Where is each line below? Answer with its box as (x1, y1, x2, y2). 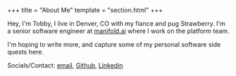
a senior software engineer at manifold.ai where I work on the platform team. (7, 27, 230, 35)
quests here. (7, 48, 44, 56)
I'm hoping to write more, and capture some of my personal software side (7, 40, 221, 48)
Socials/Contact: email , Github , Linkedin (7, 61, 123, 69)
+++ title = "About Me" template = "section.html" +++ (7, 6, 163, 14)
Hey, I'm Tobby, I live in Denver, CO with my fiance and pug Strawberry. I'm (7, 20, 225, 27)
